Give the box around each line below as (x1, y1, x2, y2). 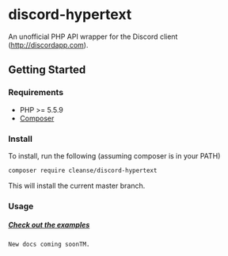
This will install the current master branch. (8, 181, 146, 190)
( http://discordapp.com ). (8, 40, 89, 49)
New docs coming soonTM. (8, 240, 90, 248)
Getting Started (8, 63, 86, 77)
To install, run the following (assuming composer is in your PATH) (8, 151, 221, 160)
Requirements (8, 87, 64, 98)
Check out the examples (8, 220, 90, 230)
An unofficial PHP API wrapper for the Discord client (8, 32, 178, 41)
